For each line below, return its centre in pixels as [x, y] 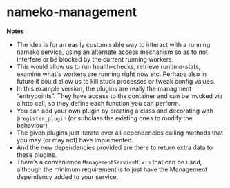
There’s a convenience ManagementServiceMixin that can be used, [109, 162]
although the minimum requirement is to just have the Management [112, 169]
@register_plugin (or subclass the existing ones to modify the [104, 117]
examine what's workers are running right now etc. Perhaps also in [112, 74]
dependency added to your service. [67, 176]
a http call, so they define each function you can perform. [98, 103]
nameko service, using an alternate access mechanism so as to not [112, 52]
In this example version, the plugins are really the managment [104, 88]
